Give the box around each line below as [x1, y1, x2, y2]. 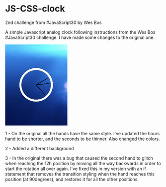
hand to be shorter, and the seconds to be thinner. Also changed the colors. [5, 136, 160, 142]
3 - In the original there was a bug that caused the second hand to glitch [5, 155, 153, 161]
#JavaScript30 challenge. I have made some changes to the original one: [5, 34, 155, 40]
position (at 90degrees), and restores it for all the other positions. [5, 176, 139, 182]
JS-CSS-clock [5, 3, 66, 14]
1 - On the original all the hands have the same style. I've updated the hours [5, 130, 160, 136]
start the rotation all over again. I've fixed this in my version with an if [5, 166, 146, 172]
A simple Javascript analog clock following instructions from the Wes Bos [5, 29, 156, 35]
